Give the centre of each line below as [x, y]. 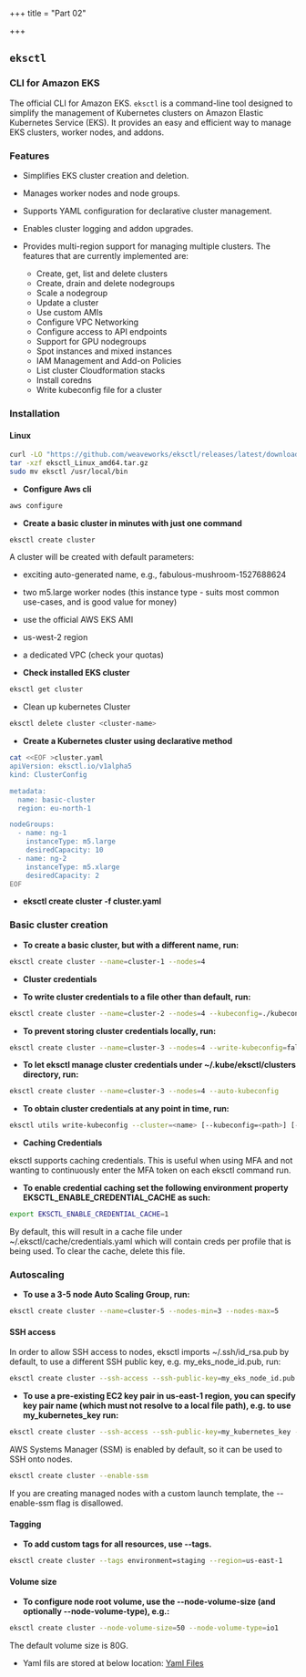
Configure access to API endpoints [102, 331]
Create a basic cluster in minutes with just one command [133, 523]
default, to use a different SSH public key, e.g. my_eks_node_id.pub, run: [145, 1361]
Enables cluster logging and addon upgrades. [108, 228]
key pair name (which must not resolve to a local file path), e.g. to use [157, 1406]
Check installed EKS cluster [76, 673]
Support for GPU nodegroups [92, 341]
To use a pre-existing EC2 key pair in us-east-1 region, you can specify [159, 1396]
